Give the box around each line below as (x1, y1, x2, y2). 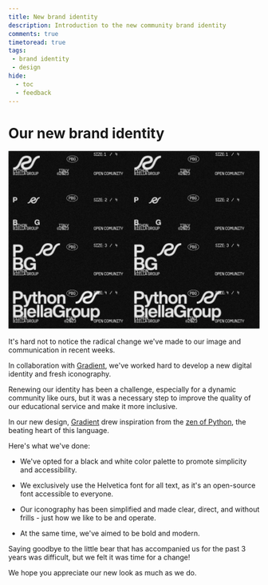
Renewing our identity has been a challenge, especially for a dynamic (8, 384, 237, 395)
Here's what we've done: (8, 441, 90, 451)
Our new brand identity (8, 124, 165, 142)
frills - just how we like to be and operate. (19, 513, 157, 523)
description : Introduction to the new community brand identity (8, 21, 227, 30)
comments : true (8, 30, 59, 38)
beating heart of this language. (8, 426, 110, 436)
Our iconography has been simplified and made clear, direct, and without (19, 504, 260, 515)
